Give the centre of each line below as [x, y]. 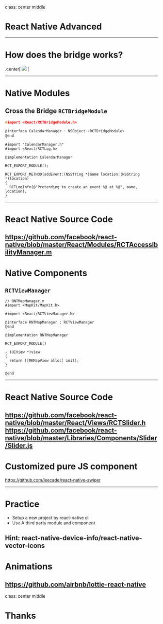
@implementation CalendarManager [39, 157]
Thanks [21, 616]
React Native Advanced [53, 27]
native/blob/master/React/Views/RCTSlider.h [75, 423]
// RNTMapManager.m [25, 301]
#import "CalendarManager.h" [34, 144]
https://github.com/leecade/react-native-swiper [53, 480]
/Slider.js [19, 445]
